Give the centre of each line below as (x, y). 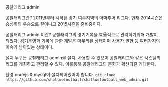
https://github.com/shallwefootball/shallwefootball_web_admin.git (77, 80)
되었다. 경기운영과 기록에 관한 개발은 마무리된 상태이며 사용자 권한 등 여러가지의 (83, 41)
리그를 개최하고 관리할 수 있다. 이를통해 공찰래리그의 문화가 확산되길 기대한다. (81, 64)
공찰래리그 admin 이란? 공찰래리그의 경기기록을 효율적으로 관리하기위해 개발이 (82, 35)
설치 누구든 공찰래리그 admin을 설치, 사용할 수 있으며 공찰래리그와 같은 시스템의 (83, 58)
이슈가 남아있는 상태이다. (29, 47)
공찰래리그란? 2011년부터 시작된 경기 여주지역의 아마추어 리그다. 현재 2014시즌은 (84, 18)
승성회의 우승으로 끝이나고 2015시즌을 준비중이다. (54, 24)
